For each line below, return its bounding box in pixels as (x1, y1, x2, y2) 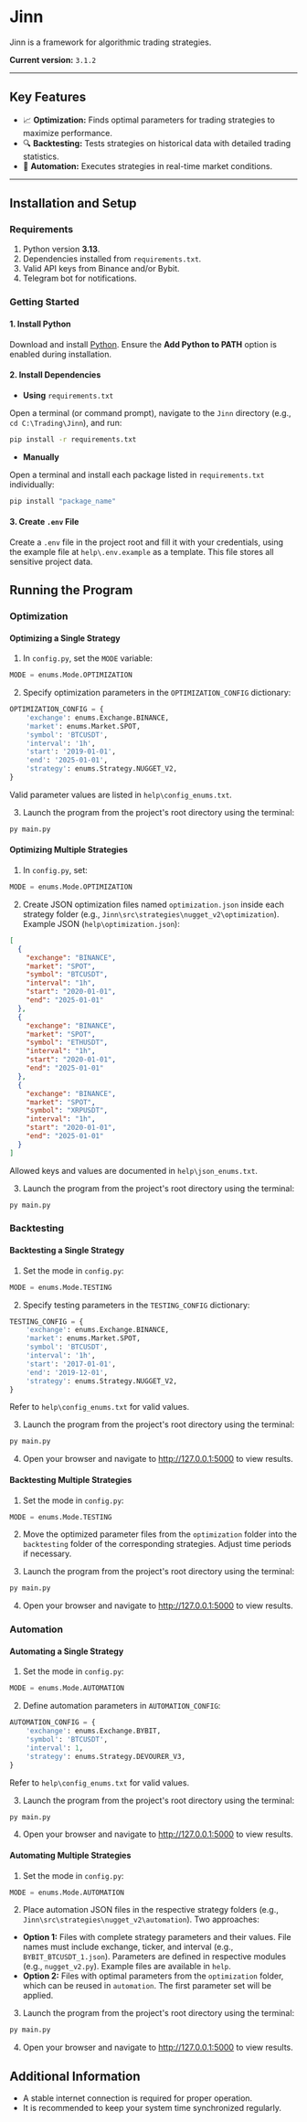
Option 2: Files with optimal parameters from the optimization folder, (22, 1970, 284, 1981)
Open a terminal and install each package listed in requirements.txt (9, 469, 265, 480)
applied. (22, 1990, 54, 2001)
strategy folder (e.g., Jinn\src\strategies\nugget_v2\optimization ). (22, 908, 280, 920)
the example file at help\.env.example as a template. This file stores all (9, 546, 274, 557)
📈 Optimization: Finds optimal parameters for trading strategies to (22, 114, 276, 125)
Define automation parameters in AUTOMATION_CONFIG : (22, 1701, 221, 1711)
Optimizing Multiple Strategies (9, 844, 128, 856)
